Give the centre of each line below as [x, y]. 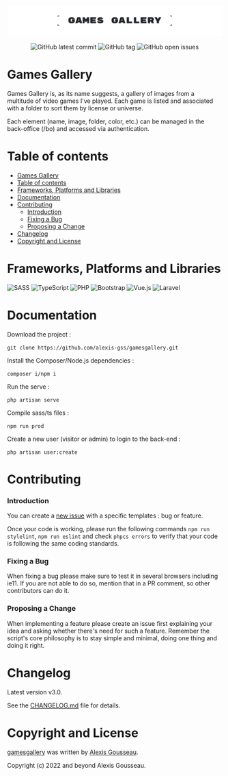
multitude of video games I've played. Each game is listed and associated [110, 101]
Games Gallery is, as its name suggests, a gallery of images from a [101, 93]
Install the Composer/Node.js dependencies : [71, 360]
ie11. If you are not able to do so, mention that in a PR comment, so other [109, 583]
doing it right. [26, 645]
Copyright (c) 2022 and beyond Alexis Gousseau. [76, 765]
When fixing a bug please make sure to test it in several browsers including [113, 576]
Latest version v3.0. [35, 692]
